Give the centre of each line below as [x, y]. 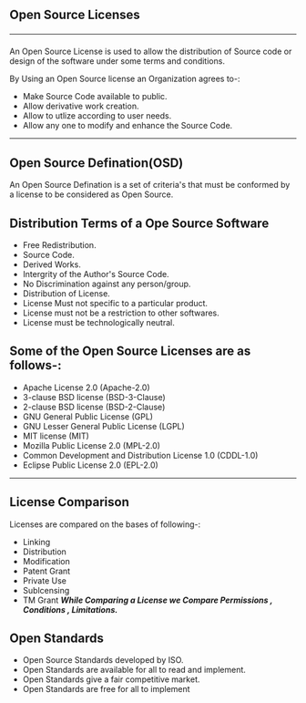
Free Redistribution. [60, 245]
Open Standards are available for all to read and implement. [134, 670]
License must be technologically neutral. [98, 323]
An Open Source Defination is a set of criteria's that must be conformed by [150, 185]
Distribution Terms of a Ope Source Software [139, 223]
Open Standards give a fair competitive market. [111, 679]
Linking [36, 542]
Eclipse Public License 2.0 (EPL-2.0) [91, 465]
